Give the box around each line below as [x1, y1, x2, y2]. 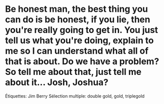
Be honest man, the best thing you [5, 3, 148, 15]
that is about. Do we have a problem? [5, 56, 159, 67]
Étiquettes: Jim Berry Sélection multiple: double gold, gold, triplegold [5, 93, 145, 99]
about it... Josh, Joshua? [5, 77, 108, 88]
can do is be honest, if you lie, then [5, 14, 150, 25]
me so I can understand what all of [5, 45, 149, 57]
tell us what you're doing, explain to [5, 35, 154, 46]
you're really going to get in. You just [5, 25, 159, 35]
